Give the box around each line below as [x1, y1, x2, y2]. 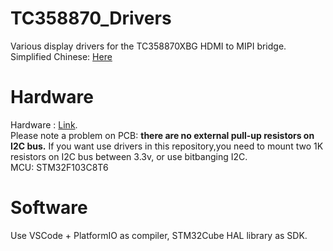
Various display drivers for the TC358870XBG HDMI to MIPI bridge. [10, 40, 287, 52]
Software [10, 197, 88, 219]
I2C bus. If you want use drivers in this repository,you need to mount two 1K [10, 140, 324, 152]
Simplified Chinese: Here [10, 50, 113, 62]
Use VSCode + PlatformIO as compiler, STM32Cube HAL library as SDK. [10, 229, 308, 241]
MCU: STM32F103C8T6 [10, 161, 109, 173]
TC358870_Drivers [10, 7, 172, 30]
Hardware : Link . [10, 118, 78, 131]
